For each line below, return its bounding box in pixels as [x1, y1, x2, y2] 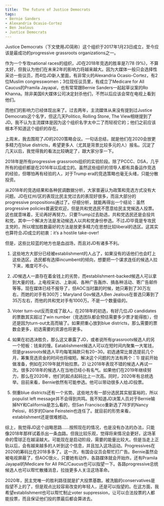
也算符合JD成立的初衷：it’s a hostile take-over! [5, 230, 99, 236]
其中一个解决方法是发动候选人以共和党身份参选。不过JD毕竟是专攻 [18, 218, 152, 223]
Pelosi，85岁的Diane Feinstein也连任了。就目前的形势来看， [12, 408, 133, 414]
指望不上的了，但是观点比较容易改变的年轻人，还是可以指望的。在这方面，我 [5, 484, 159, 489]
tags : [5, 12, 16, 17]
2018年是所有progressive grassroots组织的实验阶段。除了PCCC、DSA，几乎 [5, 159, 159, 164]
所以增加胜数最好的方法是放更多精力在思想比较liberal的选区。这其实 [21, 224, 159, 229]
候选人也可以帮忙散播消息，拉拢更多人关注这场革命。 [5, 467, 112, 473]
